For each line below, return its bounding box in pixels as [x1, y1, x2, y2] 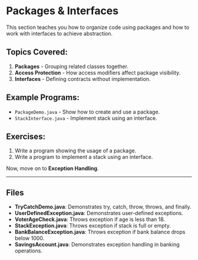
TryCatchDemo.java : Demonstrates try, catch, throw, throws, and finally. [14, 203, 192, 210]
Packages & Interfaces [6, 4, 119, 18]
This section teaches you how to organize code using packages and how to [6, 24, 190, 31]
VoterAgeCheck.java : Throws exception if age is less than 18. [14, 216, 166, 223]
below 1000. [14, 235, 45, 242]
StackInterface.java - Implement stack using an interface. [14, 114, 157, 122]
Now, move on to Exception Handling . [6, 165, 99, 172]
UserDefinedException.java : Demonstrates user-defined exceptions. [14, 210, 184, 217]
